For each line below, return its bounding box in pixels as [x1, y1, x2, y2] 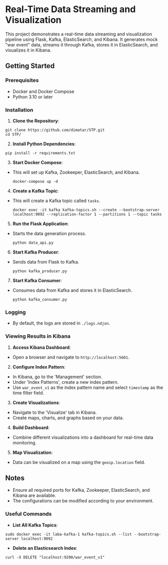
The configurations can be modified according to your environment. [12, 498, 154, 504]
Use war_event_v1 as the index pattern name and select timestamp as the [12, 384, 163, 390]
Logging [5, 309, 26, 316]
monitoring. [12, 439, 37, 445]
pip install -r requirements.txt [5, 150, 76, 156]
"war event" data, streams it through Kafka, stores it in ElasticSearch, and [5, 41, 158, 47]
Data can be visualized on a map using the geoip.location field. [12, 459, 145, 465]
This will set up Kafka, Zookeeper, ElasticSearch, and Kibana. [12, 169, 140, 175]
